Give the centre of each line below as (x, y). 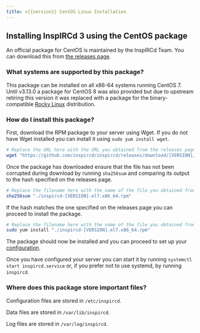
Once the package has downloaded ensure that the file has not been (90, 166)
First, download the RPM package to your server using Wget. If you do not (97, 132)
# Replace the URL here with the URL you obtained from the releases (94, 150)
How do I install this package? (50, 119)
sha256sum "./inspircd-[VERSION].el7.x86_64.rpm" (69, 196)
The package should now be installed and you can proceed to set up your (97, 242)
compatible (20, 104)
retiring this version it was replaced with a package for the (77, 98)
